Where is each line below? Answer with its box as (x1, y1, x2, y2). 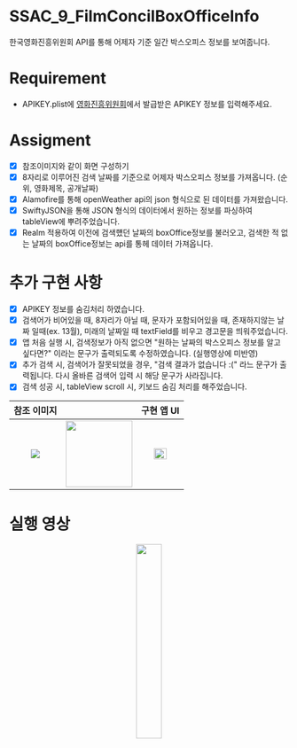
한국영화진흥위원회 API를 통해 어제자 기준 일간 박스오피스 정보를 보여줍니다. (9, 36, 270, 47)
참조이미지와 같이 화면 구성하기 (21, 160, 129, 171)
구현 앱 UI (140, 405, 180, 417)
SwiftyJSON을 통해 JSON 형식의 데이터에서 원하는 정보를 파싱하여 (21, 206, 253, 215)
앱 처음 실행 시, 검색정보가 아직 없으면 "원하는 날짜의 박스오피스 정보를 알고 (21, 337, 281, 347)
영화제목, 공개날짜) (34, 183, 99, 193)
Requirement (9, 68, 106, 89)
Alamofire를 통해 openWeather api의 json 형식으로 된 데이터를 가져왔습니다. (21, 193, 288, 205)
